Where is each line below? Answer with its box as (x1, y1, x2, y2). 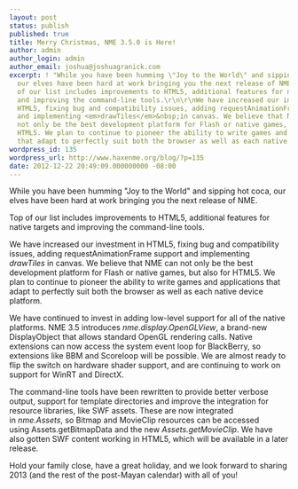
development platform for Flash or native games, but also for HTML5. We (9, 267, 276, 278)
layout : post (9, 12, 58, 22)
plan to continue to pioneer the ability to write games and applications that (9, 277, 281, 288)
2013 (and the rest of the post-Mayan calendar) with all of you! (9, 469, 238, 480)
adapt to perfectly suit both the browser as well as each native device (9, 286, 263, 297)
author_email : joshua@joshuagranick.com (9, 63, 161, 72)
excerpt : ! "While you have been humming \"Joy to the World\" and (9, 71, 264, 80)
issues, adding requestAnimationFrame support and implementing (9, 248, 250, 259)
